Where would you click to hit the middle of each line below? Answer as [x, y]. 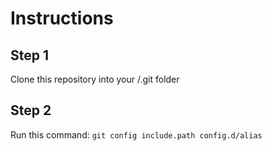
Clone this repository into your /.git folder [95, 79]
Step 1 [30, 55]
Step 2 [31, 110]
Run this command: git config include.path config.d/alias [136, 134]
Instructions [62, 18]
